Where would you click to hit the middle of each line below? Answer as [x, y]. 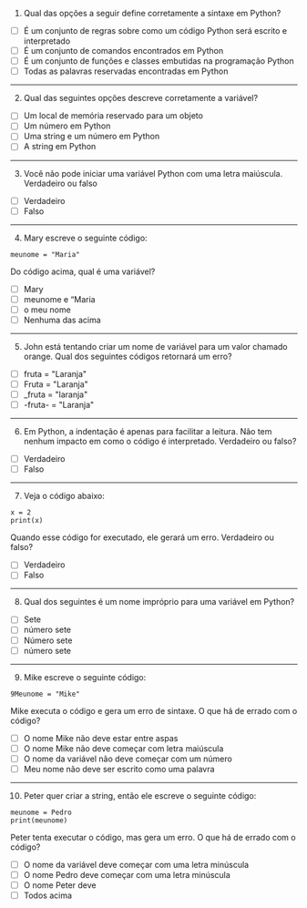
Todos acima [47, 895]
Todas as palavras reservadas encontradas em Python [126, 71]
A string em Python [60, 147]
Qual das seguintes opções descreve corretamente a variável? [141, 98]
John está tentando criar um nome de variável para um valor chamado [155, 346]
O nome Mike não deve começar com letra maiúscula [123, 748]
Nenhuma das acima [62, 320]
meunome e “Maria [59, 299]
